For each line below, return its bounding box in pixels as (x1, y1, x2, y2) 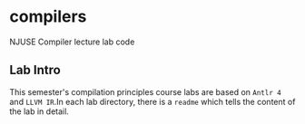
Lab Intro (9, 62, 61, 78)
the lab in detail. (9, 106, 70, 117)
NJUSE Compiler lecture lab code (9, 36, 135, 47)
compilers (9, 6, 87, 27)
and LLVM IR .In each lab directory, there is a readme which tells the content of (9, 96, 296, 107)
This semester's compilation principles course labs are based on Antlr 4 (9, 86, 281, 97)
